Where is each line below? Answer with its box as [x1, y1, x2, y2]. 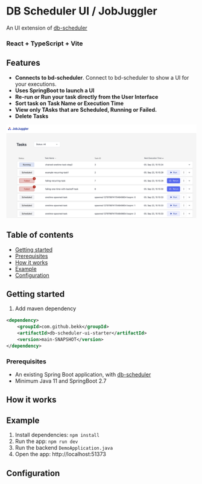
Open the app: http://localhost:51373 [14, 451, 107, 458]
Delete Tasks [14, 112, 49, 119]
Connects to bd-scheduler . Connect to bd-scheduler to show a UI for [14, 74, 189, 81]
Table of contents [6, 230, 74, 240]
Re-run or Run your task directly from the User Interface [14, 93, 159, 100]
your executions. [14, 80, 57, 88]
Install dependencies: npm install [14, 431, 99, 439]
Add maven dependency [14, 305, 77, 312]
